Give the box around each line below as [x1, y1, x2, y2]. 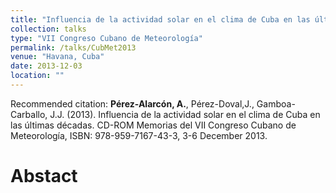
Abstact [10, 165, 78, 188]
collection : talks [10, 24, 87, 34]
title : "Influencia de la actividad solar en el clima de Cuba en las [10, 14, 311, 25]
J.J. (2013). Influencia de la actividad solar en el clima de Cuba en [49, 108, 321, 120]
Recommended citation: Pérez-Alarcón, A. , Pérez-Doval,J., [10, 97, 255, 110]
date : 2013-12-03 [10, 61, 83, 71]
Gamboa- [256, 97, 296, 110]
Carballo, [10, 108, 48, 120]
